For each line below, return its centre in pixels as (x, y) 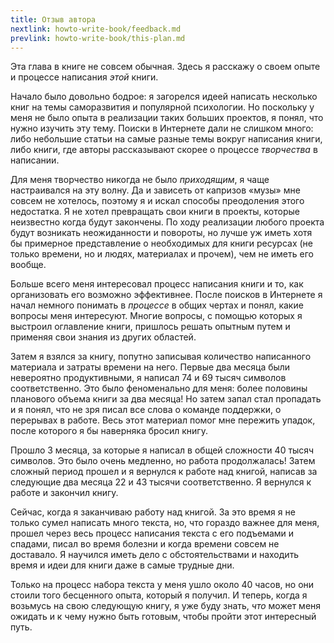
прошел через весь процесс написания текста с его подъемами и (152, 533)
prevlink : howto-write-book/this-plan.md (98, 38)
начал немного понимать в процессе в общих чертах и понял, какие (157, 305)
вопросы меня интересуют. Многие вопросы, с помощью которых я (156, 316)
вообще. (28, 265)
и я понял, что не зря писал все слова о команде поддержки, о (146, 410)
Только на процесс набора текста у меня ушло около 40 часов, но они (162, 585)
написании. (35, 160)
